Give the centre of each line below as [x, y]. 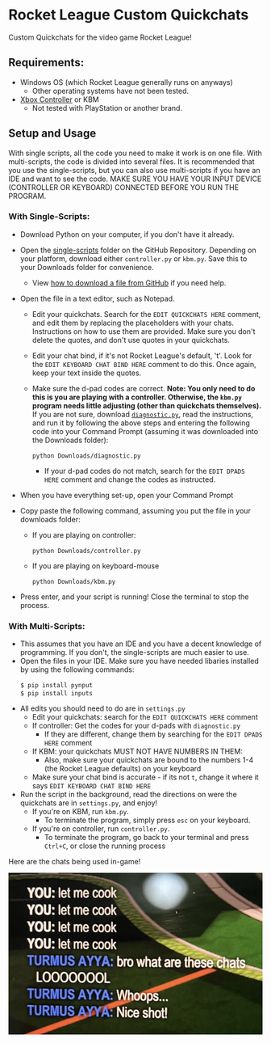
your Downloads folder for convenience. [87, 267]
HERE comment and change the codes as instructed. [130, 479]
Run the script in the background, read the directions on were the [129, 795]
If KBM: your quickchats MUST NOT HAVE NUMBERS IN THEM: [138, 752]
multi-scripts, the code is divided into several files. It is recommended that [132, 161]
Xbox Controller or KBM [59, 99]
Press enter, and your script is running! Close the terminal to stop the [134, 597]
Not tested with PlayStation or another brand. [107, 108]
